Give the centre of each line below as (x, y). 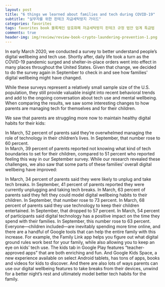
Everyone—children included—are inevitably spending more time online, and (83, 226)
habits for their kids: (25, 123)
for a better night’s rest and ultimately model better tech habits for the (76, 274)
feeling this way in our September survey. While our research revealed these (83, 159)
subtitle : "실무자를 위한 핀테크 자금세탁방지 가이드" (53, 19)
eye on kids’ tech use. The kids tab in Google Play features (65, 247)
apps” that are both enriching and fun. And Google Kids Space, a (91, 252)
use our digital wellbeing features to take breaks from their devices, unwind (82, 268)
